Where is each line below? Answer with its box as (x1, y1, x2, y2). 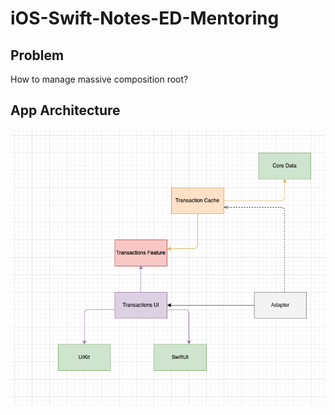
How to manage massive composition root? (10, 73, 189, 85)
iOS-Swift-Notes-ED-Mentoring (10, 7, 280, 30)
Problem (10, 47, 65, 64)
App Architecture (10, 102, 121, 119)
